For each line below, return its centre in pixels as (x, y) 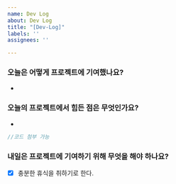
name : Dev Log (28, 14)
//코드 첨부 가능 (28, 137)
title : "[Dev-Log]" (36, 27)
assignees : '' (28, 40)
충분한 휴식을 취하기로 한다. (56, 173)
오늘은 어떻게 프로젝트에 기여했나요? (66, 73)
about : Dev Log (30, 21)
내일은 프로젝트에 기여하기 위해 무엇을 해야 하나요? (88, 156)
